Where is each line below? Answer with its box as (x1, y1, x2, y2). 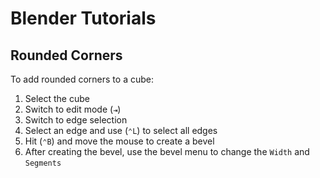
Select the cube (24, 93, 90, 104)
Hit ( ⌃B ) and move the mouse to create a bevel (24, 135, 215, 147)
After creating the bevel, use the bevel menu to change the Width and (24, 146, 310, 157)
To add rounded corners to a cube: (10, 73, 154, 85)
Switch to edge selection (24, 114, 128, 126)
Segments (24, 158, 62, 168)
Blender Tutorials (10, 7, 157, 30)
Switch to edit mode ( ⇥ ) (24, 103, 122, 115)
